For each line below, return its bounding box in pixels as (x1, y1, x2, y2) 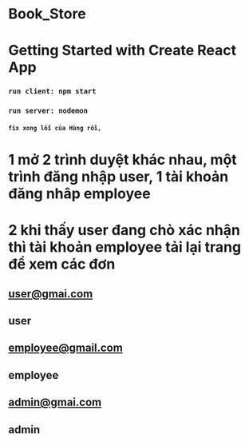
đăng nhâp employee (8, 185, 151, 202)
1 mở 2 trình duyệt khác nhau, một (8, 151, 237, 169)
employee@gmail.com (8, 341, 124, 355)
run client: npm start (8, 87, 97, 96)
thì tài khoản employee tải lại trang (8, 238, 242, 257)
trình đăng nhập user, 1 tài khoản (8, 168, 229, 185)
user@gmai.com (8, 287, 93, 301)
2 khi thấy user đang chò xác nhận (8, 221, 241, 240)
